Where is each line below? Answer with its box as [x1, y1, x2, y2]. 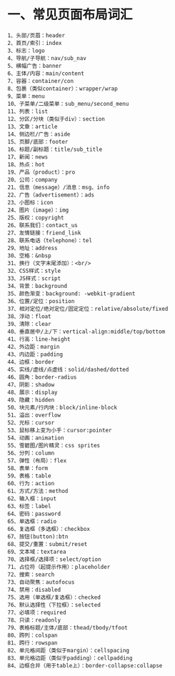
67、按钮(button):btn [7, 533, 69, 540]
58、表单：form [7, 464, 49, 472]
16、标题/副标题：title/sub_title [7, 146, 103, 153]
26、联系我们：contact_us [7, 222, 79, 229]
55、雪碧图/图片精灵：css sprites [7, 442, 101, 449]
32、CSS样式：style [7, 267, 61, 274]
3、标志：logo [7, 47, 45, 54]
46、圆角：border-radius [7, 373, 77, 381]
